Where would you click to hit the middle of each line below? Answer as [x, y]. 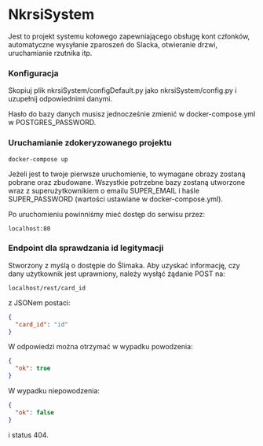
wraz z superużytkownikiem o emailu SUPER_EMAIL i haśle [104, 190]
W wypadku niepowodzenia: [54, 391]
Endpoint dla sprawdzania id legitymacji [86, 248]
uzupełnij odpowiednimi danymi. [60, 99]
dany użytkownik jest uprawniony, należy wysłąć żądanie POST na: [117, 274]
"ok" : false [35, 412]
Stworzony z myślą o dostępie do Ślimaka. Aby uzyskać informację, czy [124, 265]
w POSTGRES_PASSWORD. [52, 123]
